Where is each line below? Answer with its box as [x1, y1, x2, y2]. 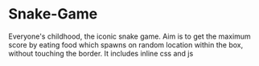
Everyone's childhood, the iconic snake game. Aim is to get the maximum [8, 31, 251, 41]
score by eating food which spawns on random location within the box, [8, 39, 244, 49]
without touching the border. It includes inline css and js [8, 48, 194, 58]
